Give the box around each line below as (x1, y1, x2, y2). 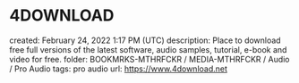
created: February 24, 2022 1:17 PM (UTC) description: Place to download (9, 35, 281, 46)
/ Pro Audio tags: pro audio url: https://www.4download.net (9, 63, 228, 74)
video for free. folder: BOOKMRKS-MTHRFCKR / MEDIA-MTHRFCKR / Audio (9, 54, 290, 64)
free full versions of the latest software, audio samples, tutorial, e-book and (9, 44, 287, 54)
